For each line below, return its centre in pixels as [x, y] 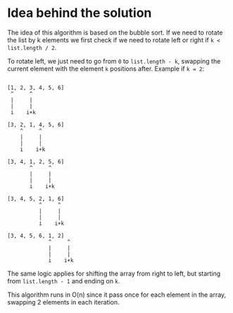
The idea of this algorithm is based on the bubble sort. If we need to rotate [115, 32]
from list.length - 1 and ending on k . [64, 281]
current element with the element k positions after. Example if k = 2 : [106, 68]
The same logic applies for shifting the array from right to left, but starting [114, 274]
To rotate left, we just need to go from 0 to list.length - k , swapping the [114, 61]
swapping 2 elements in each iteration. [63, 302]
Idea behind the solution [80, 13]
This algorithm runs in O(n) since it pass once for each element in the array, [117, 295]
